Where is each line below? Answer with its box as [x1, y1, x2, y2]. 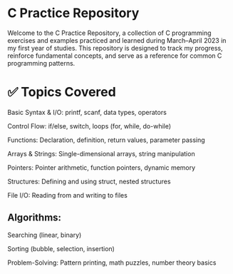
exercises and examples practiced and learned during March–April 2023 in [7, 36, 227, 44]
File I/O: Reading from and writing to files [7, 191, 128, 199]
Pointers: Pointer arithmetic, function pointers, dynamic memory [7, 163, 196, 172]
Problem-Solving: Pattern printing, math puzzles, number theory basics [7, 258, 217, 267]
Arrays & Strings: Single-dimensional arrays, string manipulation [7, 149, 195, 158]
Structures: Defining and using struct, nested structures [7, 177, 171, 186]
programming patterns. [7, 59, 76, 67]
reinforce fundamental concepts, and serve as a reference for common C [7, 51, 222, 60]
